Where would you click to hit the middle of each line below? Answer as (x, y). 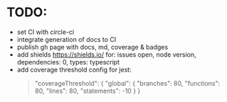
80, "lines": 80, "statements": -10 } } (88, 91)
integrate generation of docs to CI (67, 39)
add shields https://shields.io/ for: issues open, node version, (106, 55)
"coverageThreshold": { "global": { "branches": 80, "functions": (127, 83)
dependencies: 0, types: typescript (68, 62)
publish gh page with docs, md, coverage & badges (93, 47)
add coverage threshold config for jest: (74, 69)
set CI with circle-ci (46, 32)
